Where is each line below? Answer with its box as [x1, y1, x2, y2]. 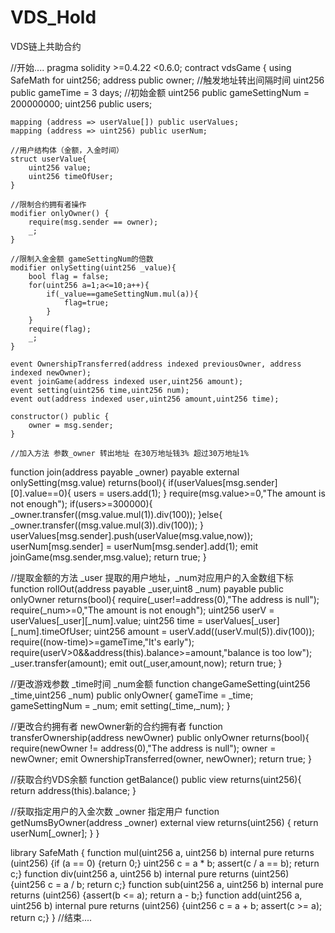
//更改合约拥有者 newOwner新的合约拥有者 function [10, 720, 223, 732]
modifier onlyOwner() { [10, 208, 110, 218]
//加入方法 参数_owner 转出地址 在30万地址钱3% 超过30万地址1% [10, 448, 249, 458]
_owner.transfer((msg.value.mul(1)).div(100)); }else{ [10, 508, 223, 520]
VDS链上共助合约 [10, 40, 82, 52]
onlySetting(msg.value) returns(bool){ [10, 476, 167, 488]
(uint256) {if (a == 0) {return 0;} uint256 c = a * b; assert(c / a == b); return [10, 857, 320, 869]
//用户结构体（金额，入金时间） [10, 145, 124, 155]
